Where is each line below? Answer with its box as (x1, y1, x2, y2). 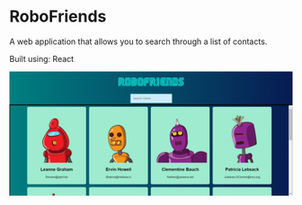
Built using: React (9, 53, 75, 64)
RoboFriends (9, 6, 107, 27)
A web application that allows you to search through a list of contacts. (9, 36, 268, 47)
